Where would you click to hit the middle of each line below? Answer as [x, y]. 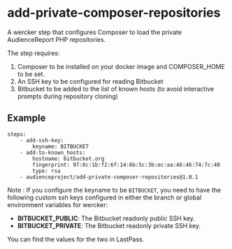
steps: [17, 134]
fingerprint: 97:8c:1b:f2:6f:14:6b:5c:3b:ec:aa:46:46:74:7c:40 [126, 165]
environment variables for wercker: [58, 204]
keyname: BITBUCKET [61, 146]
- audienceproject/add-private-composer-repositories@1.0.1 [109, 177]
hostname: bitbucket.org [68, 158]
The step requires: [34, 53]
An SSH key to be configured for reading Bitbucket [90, 81]
